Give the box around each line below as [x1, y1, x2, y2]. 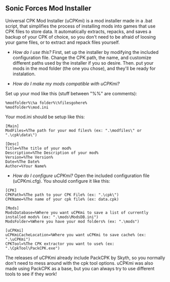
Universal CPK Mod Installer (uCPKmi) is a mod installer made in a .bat [5, 17, 153, 23]
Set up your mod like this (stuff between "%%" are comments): [5, 90, 138, 96]
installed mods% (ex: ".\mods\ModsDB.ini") [5, 214, 99, 219]
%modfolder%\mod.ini [5, 104, 49, 110]
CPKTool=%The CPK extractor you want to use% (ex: [5, 241, 115, 246]
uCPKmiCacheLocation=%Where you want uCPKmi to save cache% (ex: [5, 232, 146, 237]
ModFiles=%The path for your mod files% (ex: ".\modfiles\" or [5, 128, 142, 133]
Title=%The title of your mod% [5, 146, 72, 151]
